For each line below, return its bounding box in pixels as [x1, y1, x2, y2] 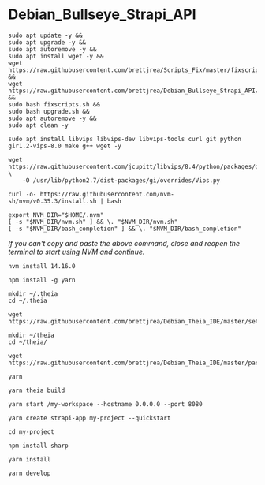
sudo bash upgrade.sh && [8, 107, 90, 115]
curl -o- [8, 190, 37, 198]
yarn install [8, 455, 51, 463]
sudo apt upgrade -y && [8, 38, 87, 47]
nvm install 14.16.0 [8, 262, 77, 270]
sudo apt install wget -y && [8, 52, 104, 60]
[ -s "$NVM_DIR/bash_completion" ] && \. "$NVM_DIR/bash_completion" [8, 225, 242, 233]
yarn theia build [8, 386, 65, 394]
